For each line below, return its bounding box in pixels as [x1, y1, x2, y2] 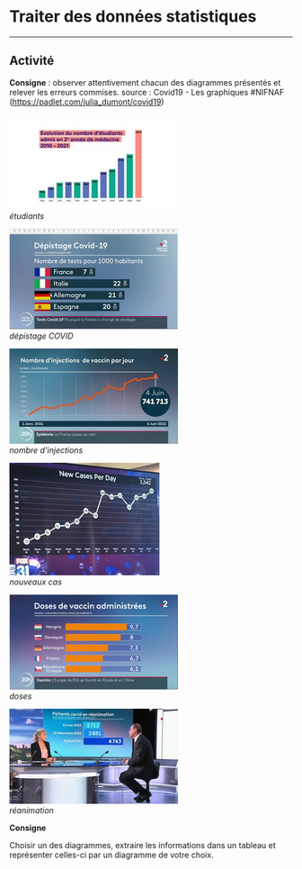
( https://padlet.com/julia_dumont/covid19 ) [9, 96, 164, 107]
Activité [9, 53, 55, 68]
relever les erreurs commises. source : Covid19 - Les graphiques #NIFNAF [9, 86, 285, 97]
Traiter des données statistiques [9, 6, 257, 27]
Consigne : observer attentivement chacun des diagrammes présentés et [9, 77, 281, 87]
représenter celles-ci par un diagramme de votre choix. [9, 849, 214, 860]
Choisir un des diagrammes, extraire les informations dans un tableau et [9, 839, 276, 850]
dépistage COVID [9, 330, 74, 341]
